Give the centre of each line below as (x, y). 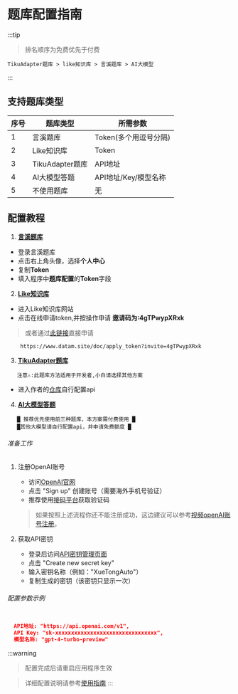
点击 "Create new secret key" (71, 562)
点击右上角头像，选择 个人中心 (61, 261)
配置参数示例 (26, 598)
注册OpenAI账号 (41, 466)
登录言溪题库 (36, 252)
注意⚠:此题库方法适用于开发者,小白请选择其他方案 (80, 375)
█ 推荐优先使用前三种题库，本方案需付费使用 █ (76, 419)
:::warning (22, 653)
